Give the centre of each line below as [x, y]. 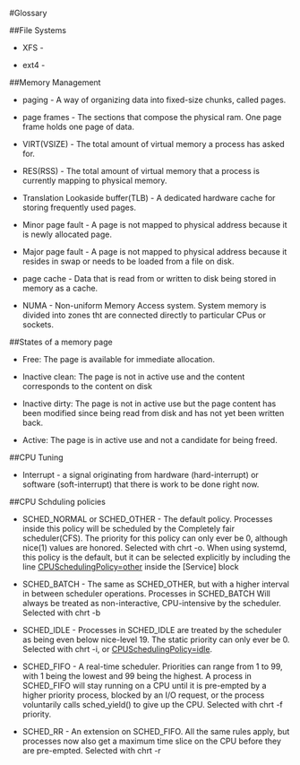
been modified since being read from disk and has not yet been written [153, 413]
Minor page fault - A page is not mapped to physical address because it [155, 225]
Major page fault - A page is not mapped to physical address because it [154, 252]
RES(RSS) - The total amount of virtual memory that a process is [141, 171]
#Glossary [28, 13]
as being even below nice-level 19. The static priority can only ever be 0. [156, 639]
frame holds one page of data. [78, 126]
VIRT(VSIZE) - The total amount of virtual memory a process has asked [153, 144]
